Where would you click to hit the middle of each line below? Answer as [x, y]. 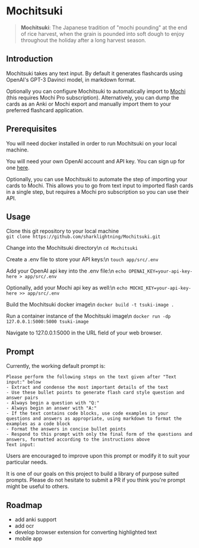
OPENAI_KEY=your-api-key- [161, 272]
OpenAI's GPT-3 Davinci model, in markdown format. [71, 79]
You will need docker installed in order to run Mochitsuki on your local [91, 143]
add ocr [24, 526]
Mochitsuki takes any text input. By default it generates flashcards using [94, 73]
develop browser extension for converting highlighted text [86, 532]
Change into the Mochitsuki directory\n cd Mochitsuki [72, 248]
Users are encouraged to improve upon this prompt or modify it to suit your [98, 456]
